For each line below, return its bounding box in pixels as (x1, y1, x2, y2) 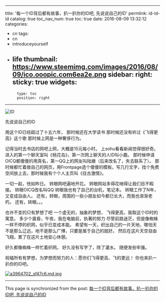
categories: (5, 21, 28, 27)
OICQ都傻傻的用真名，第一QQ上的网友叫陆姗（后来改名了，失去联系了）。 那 (5, 158, 160, 164)
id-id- (148, 10, 160, 16)
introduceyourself (12, 41, 48, 47)
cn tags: (12, 30, 29, 36)
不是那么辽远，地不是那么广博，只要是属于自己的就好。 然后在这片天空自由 (5, 227, 157, 233)
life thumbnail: (12, 55, 58, 64)
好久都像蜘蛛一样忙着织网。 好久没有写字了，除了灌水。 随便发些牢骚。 (5, 244, 150, 250)
